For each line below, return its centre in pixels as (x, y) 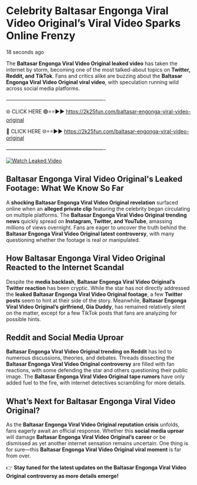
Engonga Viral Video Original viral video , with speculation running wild (92, 82)
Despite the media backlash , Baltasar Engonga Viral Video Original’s (91, 282)
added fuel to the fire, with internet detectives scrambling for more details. (96, 383)
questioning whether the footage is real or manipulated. (73, 240)
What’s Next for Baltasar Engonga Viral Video (91, 401)
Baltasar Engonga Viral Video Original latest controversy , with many (90, 234)
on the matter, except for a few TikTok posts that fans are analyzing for (91, 313)
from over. (18, 456)
